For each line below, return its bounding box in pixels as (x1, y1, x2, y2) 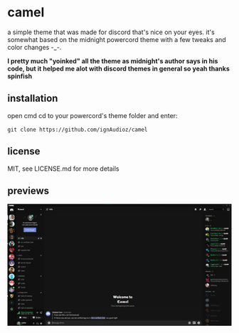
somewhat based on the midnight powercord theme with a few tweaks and (7, 35, 226, 43)
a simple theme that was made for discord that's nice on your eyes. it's (7, 28, 215, 36)
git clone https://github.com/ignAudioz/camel (7, 126, 148, 133)
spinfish (7, 72, 33, 80)
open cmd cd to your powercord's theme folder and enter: (7, 111, 178, 120)
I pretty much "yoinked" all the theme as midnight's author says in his (7, 56, 218, 65)
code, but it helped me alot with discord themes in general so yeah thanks (7, 64, 230, 73)
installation (7, 92, 58, 105)
